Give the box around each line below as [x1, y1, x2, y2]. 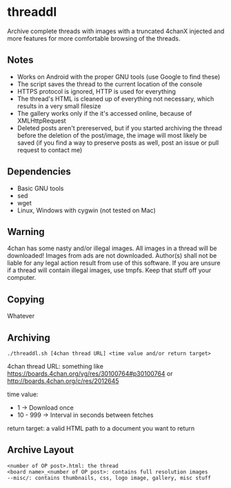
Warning [7, 225, 45, 238]
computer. [7, 274, 37, 282]
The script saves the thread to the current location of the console [17, 80, 203, 88]
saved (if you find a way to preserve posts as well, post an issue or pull [17, 139, 219, 147]
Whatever [7, 312, 35, 321]
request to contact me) [17, 145, 83, 154]
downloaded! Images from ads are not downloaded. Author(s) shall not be [7, 252, 217, 260]
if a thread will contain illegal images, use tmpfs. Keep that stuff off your [7, 266, 212, 274]
